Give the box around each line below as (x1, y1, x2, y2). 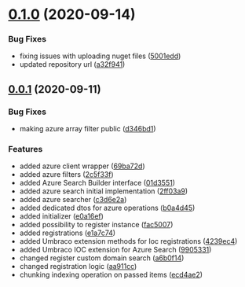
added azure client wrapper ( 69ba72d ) (19, 161, 145, 171)
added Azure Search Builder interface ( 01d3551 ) (19, 178, 175, 188)
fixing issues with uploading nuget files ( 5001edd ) (19, 51, 181, 61)
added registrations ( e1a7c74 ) (19, 228, 116, 237)
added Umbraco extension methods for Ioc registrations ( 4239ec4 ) (19, 237, 238, 246)
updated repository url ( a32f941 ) (19, 60, 126, 69)
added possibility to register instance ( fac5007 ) (19, 220, 174, 230)
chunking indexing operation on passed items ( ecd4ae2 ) (19, 270, 203, 280)
